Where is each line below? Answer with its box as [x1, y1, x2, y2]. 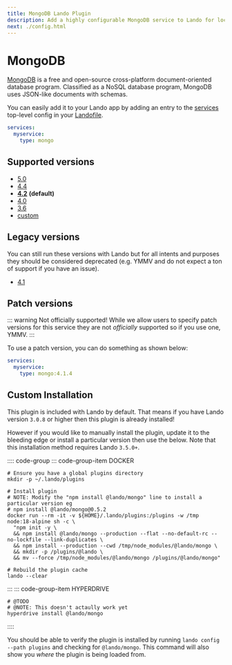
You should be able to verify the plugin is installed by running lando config [7, 635, 220, 644]
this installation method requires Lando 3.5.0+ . [7, 443, 140, 451]
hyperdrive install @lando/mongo [7, 610, 104, 617]
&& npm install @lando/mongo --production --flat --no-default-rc [13, 530, 209, 537]
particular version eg [7, 500, 72, 507]
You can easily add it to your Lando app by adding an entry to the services [7, 104, 219, 112]
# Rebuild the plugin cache [7, 566, 88, 573]
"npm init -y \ [13, 524, 57, 531]
